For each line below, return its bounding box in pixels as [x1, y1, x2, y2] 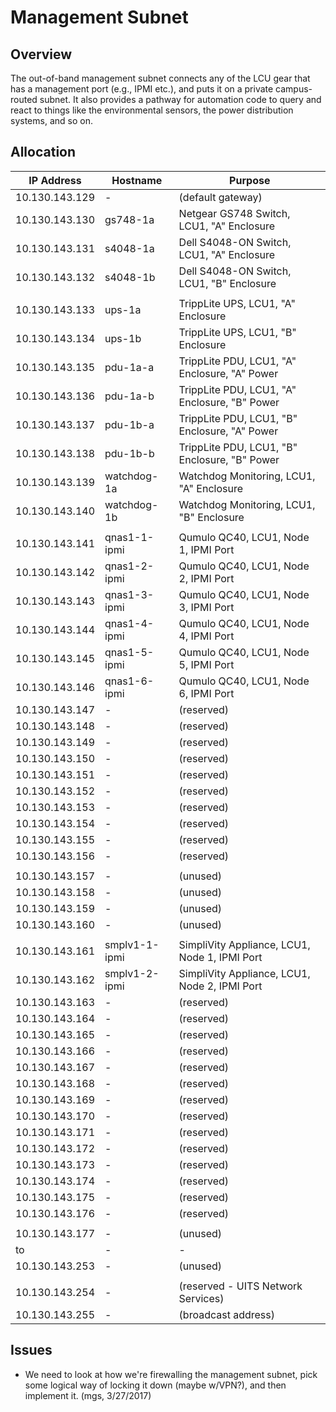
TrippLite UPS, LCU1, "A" [178, 296, 296, 310]
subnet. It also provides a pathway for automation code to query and [39, 94, 322, 105]
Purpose [229, 173, 271, 187]
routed [10, 94, 38, 105]
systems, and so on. [10, 115, 93, 126]
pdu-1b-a [104, 417, 155, 431]
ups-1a [104, 302, 142, 316]
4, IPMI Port [178, 629, 235, 643]
